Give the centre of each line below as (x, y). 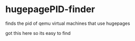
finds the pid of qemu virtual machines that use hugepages (68, 23)
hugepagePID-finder (50, 9)
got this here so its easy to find (38, 33)
